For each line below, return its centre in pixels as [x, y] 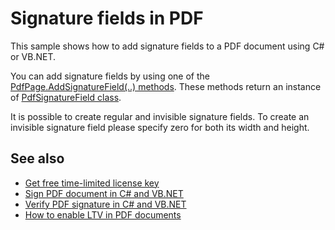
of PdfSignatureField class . [66, 97]
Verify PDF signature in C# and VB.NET [105, 204]
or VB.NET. [33, 56]
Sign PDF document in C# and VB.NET [104, 193]
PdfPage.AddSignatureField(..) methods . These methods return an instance [166, 86]
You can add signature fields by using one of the [110, 76]
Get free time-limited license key [92, 183]
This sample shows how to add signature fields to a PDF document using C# [167, 46]
